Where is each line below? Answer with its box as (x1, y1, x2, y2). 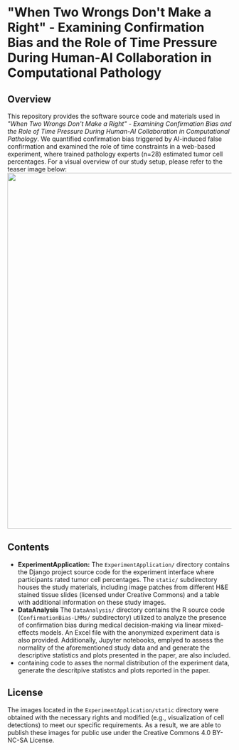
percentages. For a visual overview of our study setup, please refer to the (7, 157, 223, 166)
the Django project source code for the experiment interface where (17, 567, 215, 576)
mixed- (202, 620, 224, 629)
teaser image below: (7, 165, 68, 173)
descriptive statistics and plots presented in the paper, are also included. (17, 650, 231, 659)
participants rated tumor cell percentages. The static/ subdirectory (17, 575, 218, 583)
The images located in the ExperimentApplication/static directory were (7, 705, 219, 714)
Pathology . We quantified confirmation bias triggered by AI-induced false (7, 134, 223, 143)
